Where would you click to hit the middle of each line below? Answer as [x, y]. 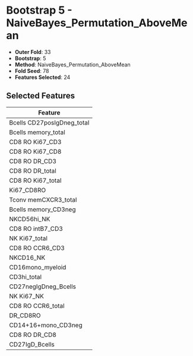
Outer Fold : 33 [33, 52]
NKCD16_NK [27, 258]
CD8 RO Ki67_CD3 [35, 142]
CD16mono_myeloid [38, 267]
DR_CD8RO [25, 315]
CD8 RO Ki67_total [35, 180]
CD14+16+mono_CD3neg [46, 325]
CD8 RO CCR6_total [37, 306]
